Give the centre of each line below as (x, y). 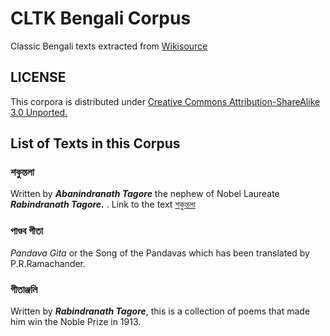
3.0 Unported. (39, 112)
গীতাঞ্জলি (24, 289)
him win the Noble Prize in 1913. (76, 322)
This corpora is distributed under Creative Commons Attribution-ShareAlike (165, 101)
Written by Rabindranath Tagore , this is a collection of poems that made (160, 311)
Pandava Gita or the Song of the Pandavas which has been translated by (160, 253)
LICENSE (38, 77)
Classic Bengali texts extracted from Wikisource (109, 46)
